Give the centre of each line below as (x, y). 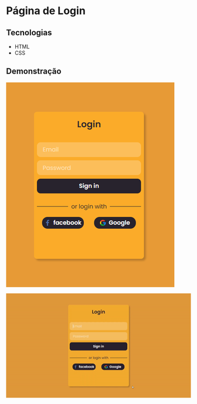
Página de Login (46, 11)
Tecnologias (29, 33)
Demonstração (34, 71)
